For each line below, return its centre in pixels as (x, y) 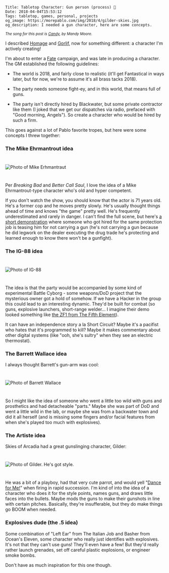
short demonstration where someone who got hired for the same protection (84, 222)
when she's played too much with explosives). (53, 423)
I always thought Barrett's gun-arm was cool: (52, 365)
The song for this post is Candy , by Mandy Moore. (49, 34)
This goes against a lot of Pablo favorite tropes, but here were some (76, 130)
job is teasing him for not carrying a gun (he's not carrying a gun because (82, 227)
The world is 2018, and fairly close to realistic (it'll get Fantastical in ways (88, 74)
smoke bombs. (21, 555)
